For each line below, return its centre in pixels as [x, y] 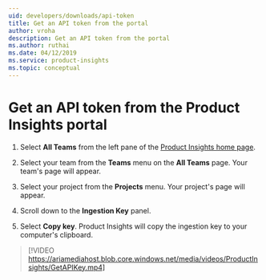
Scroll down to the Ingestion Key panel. [85, 210]
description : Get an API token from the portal [89, 38]
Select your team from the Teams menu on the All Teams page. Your [134, 162]
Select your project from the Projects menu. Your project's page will [133, 186]
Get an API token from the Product [124, 107]
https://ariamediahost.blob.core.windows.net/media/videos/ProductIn [143, 258]
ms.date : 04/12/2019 [43, 53]
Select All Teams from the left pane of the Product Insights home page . [138, 147]
